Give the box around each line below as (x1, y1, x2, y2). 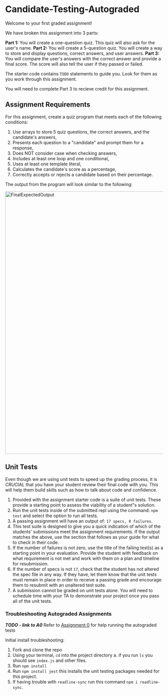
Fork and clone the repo (12, 647, 62, 653)
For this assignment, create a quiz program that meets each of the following (5, 114, 162, 120)
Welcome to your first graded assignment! (5, 20, 92, 26)
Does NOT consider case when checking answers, (12, 150, 117, 156)
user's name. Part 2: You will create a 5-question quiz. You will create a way (5, 45, 162, 51)
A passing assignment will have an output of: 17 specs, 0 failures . (12, 518, 153, 524)
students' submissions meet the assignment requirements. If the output (12, 529, 160, 535)
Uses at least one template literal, (12, 161, 82, 167)
